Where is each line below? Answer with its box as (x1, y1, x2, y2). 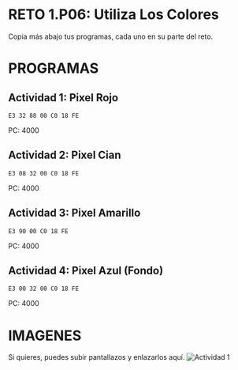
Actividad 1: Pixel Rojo (8, 91, 119, 104)
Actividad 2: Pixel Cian (8, 149, 121, 162)
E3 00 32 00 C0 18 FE (8, 285, 80, 293)
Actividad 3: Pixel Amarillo (8, 206, 141, 220)
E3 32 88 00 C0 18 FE (8, 111, 80, 119)
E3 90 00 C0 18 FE (8, 227, 69, 235)
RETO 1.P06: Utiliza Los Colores (8, 6, 219, 24)
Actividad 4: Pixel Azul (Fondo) (8, 263, 164, 277)
